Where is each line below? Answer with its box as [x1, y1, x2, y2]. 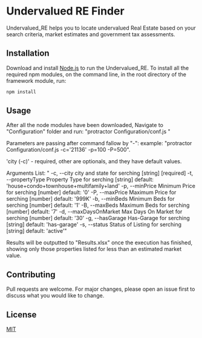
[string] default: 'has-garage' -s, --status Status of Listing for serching [6, 221, 182, 228]
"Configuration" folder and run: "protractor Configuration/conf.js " [6, 128, 171, 135]
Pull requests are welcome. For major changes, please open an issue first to [6, 285, 195, 293]
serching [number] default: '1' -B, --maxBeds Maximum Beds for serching [6, 201, 190, 209]
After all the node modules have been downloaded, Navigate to [6, 122, 163, 129]
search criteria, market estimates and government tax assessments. [6, 30, 175, 37]
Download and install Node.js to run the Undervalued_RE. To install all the [6, 64, 189, 71]
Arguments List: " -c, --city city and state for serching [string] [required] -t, [6, 169, 194, 177]
